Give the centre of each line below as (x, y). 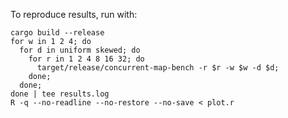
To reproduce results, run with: (74, 14)
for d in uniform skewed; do (80, 50)
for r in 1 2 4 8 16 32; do (86, 59)
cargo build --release (57, 33)
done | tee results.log (60, 94)
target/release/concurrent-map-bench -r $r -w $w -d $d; (158, 68)
